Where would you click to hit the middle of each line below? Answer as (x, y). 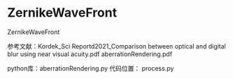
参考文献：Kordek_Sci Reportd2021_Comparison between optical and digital (116, 46)
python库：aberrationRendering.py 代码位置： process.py (91, 68)
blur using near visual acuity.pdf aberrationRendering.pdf (90, 54)
